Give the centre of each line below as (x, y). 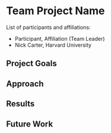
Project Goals (32, 64)
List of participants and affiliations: (48, 27)
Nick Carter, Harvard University (53, 45)
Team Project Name (56, 11)
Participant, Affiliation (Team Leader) (60, 38)
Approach (25, 84)
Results (20, 104)
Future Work (30, 124)
